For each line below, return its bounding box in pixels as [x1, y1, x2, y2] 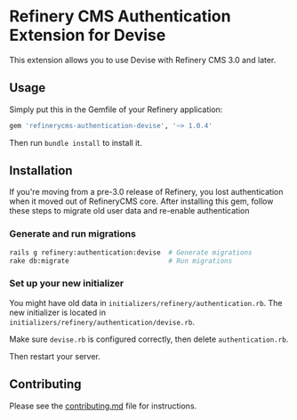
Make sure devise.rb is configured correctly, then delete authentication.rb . [9, 334, 289, 344]
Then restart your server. [9, 351, 100, 361]
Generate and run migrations [9, 228, 136, 240]
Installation [9, 163, 73, 179]
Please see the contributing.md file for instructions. [9, 400, 197, 411]
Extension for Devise [9, 25, 166, 45]
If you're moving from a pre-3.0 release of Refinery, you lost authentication [9, 187, 284, 198]
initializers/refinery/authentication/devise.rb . [9, 316, 196, 327]
